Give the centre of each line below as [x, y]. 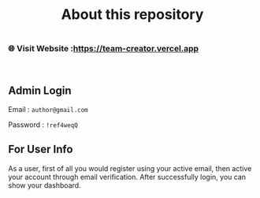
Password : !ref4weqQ [43, 125]
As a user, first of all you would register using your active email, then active [130, 168]
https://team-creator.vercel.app [136, 48]
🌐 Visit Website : [41, 48]
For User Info [41, 149]
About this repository [132, 15]
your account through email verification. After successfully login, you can [127, 177]
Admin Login [40, 90]
